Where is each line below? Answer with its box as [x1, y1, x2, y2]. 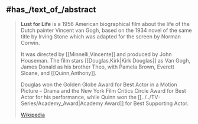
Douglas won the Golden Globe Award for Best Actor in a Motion [20, 81, 177, 88]
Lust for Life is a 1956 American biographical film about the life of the [20, 20, 190, 27]
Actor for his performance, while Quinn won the [20, 93, 137, 100]
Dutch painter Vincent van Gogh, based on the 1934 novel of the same [20, 27, 192, 34]
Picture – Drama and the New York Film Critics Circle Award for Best [20, 87, 186, 94]
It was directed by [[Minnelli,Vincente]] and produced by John [20, 50, 173, 58]
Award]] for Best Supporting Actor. [104, 100, 189, 107]
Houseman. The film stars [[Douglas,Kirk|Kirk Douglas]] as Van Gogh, [20, 57, 191, 64]
